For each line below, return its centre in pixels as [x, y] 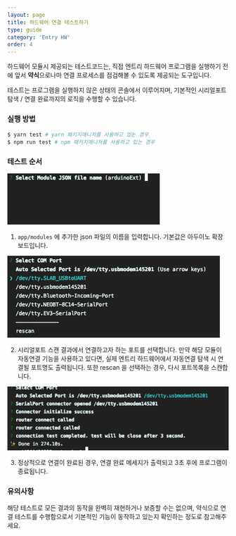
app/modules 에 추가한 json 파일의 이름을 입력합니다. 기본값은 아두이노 [114, 237]
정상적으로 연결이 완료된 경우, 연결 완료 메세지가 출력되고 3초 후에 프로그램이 [122, 462]
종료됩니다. [33, 471]
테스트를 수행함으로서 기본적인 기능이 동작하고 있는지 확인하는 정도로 [108, 516]
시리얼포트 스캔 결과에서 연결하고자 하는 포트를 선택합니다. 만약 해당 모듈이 [120, 350]
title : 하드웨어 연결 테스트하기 [48, 22]
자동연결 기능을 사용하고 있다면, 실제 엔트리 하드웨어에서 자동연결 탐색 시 [117, 359]
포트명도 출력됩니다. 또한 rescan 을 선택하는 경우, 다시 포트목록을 [120, 368]
